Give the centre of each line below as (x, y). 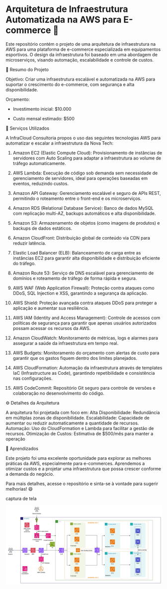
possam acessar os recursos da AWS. (52, 328)
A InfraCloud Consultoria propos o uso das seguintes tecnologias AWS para (83, 138)
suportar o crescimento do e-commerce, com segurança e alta (70, 84)
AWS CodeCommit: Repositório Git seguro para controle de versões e (84, 388)
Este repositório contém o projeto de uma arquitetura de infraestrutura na (81, 44)
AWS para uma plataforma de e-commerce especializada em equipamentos (83, 49)
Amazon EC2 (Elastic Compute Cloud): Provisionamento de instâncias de (87, 153)
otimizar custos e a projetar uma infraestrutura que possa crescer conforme (83, 469)
